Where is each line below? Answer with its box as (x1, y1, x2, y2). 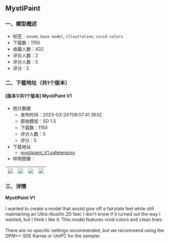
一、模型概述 (5, 21, 37, 28)
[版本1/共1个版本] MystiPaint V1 (5, 93, 73, 99)
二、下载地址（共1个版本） (5, 79, 70, 86)
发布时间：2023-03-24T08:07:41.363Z (20, 111, 102, 117)
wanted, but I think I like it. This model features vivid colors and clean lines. (5, 216, 163, 222)
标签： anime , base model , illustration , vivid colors (12, 33, 124, 39)
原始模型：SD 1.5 (20, 118, 56, 124)
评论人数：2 (12, 52, 38, 58)
